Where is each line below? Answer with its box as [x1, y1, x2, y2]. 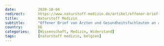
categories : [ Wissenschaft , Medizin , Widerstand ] [5, 29, 115, 34]
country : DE [5, 25, 42, 30]
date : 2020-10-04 [5, 7, 60, 12]
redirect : [5, 11, 25, 16]
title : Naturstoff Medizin [5, 16, 78, 21]
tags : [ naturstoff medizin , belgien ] [5, 34, 102, 39]
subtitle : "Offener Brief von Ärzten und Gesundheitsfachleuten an [5, 20, 156, 25]
